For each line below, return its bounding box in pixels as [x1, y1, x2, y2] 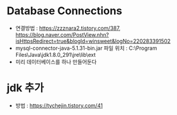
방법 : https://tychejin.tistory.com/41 [15, 102, 103, 109]
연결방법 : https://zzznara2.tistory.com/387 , [15, 24, 121, 31]
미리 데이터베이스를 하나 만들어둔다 [15, 58, 97, 65]
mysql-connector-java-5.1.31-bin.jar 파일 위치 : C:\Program [15, 44, 157, 52]
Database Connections [7, 4, 122, 18]
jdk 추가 [7, 81, 44, 95]
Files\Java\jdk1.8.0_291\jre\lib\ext [15, 51, 96, 58]
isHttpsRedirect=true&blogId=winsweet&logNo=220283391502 [15, 37, 171, 44]
